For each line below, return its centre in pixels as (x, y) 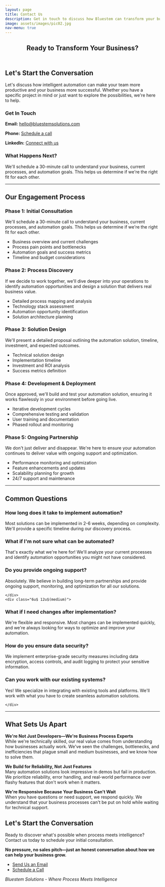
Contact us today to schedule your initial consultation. (60, 840)
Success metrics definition (39, 370)
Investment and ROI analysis (41, 365)
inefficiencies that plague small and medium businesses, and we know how (81, 752)
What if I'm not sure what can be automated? (60, 541)
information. (17, 667)
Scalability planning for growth (43, 473)
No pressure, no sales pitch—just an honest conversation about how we (80, 850)
